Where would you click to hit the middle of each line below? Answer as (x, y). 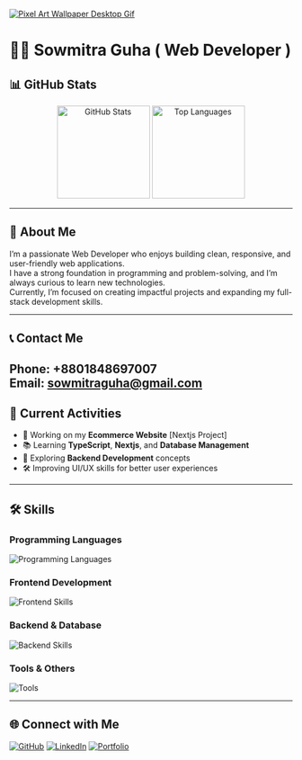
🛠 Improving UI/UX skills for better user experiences (120, 469)
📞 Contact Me (46, 339)
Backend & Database (55, 625)
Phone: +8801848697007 (83, 369)
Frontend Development (61, 583)
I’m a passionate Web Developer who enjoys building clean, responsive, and (150, 254)
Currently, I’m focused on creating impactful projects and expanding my (142, 291)
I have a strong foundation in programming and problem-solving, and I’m (143, 273)
